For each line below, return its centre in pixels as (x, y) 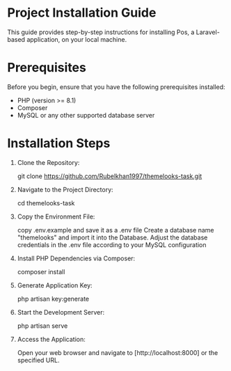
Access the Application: (51, 339)
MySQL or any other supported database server (86, 115)
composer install (41, 271)
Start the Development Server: (61, 312)
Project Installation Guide (82, 13)
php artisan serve (42, 326)
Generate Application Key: (55, 285)
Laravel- (208, 32)
